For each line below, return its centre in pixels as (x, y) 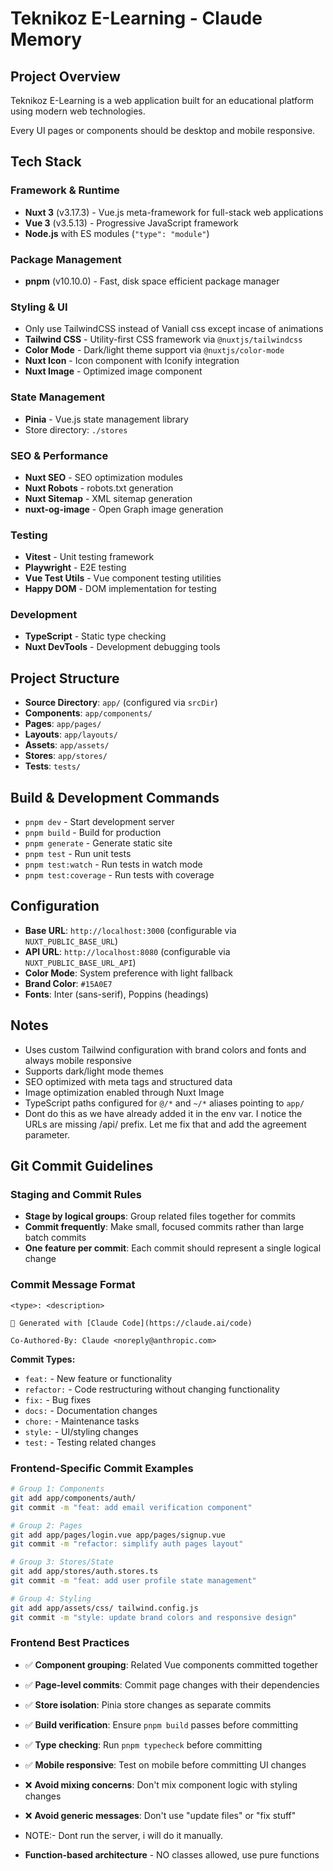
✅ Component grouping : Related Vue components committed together (171, 1664)
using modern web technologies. (78, 111)
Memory (46, 39)
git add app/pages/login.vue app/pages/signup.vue (118, 1535)
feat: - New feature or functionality (98, 1378)
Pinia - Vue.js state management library (106, 419)
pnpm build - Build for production (93, 833)
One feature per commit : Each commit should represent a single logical (173, 1248)
